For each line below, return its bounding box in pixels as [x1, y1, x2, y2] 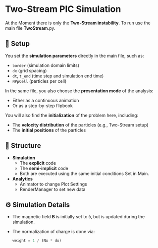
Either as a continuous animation [12, 97, 79, 103]
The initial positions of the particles [12, 127, 86, 133]
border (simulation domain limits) [12, 62, 80, 68]
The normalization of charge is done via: [12, 229, 95, 235]
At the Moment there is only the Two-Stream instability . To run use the [5, 20, 151, 26]
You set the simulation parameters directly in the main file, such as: [5, 53, 144, 59]
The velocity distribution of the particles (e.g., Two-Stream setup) [12, 122, 149, 127]
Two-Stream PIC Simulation [5, 3, 121, 15]
